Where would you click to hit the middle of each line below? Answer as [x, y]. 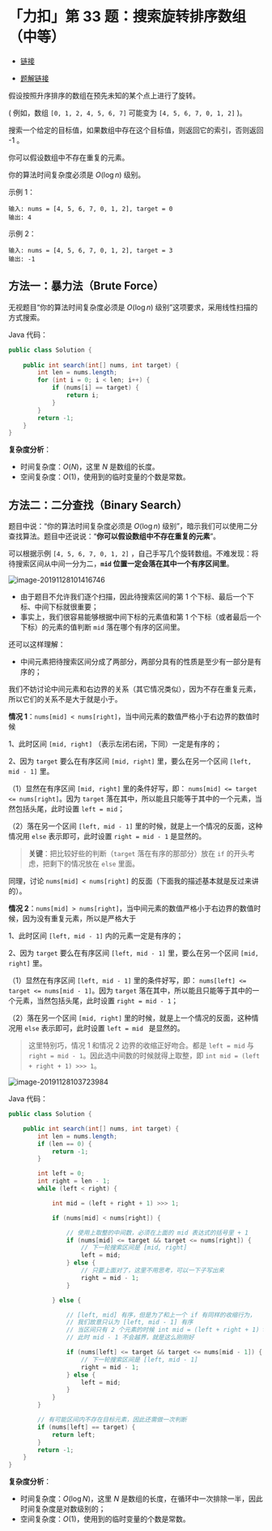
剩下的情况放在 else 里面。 [95, 864]
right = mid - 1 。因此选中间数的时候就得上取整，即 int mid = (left [144, 1056]
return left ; [73, 1434]
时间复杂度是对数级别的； [63, 1509]
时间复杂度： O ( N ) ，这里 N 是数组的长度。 [89, 467]
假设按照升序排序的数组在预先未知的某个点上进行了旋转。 [104, 95]
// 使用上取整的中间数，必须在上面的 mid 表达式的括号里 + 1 [157, 1233]
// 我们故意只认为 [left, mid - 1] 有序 [130, 1322]
